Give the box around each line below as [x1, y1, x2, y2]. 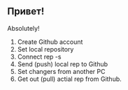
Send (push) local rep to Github [17, 59, 108, 68]
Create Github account [17, 38, 83, 46]
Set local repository [17, 45, 74, 53]
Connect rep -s [17, 52, 62, 61]
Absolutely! [7, 24, 40, 32]
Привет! [7, 6, 45, 17]
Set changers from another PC [17, 67, 106, 75]
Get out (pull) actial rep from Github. [17, 75, 122, 83]
